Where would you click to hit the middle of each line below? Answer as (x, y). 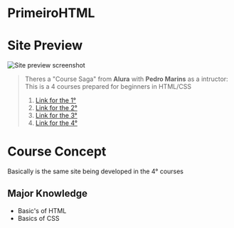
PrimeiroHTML (51, 13)
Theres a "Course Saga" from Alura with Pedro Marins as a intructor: (127, 79)
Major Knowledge (47, 194)
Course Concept (57, 152)
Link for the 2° (57, 108)
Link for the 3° (56, 116)
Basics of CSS (38, 218)
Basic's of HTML (42, 210)
